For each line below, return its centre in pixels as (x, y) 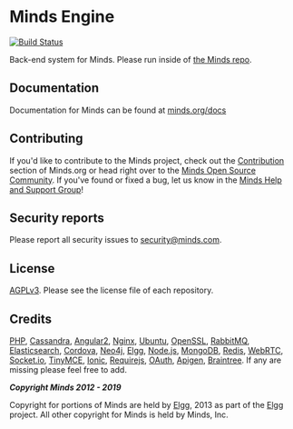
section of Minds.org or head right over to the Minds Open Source (133, 170)
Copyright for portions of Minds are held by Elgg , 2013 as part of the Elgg (146, 405)
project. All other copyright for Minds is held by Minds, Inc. (119, 414)
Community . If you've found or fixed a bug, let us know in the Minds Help (146, 180)
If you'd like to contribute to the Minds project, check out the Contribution (147, 160)
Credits (31, 319)
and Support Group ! (47, 189)
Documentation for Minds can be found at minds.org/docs (118, 110)
